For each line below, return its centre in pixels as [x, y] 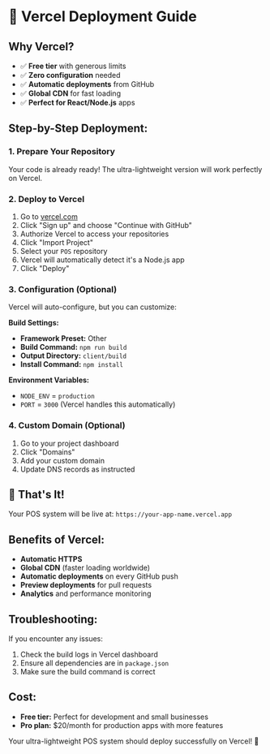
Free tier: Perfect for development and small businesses [114, 717]
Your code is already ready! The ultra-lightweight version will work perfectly [135, 169]
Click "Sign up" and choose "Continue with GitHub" [106, 225]
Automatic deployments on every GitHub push [99, 576]
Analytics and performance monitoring [86, 594]
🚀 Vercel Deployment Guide [103, 17]
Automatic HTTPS [51, 559]
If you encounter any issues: [56, 639]
